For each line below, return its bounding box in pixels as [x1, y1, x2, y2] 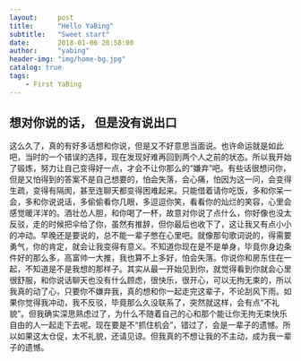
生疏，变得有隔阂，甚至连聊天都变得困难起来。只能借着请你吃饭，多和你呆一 [9, 185, 292, 196]
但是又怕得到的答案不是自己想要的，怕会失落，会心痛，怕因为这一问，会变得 [9, 174, 292, 185]
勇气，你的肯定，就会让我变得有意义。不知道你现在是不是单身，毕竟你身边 [9, 241, 284, 252]
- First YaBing [25, 80, 82, 89]
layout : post [9, 13, 74, 22]
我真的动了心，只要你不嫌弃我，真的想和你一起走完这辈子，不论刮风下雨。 [9, 286, 284, 297]
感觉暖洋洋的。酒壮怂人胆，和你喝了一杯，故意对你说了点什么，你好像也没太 [9, 208, 292, 219]
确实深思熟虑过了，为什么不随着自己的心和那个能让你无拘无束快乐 [44, 308, 288, 319]
